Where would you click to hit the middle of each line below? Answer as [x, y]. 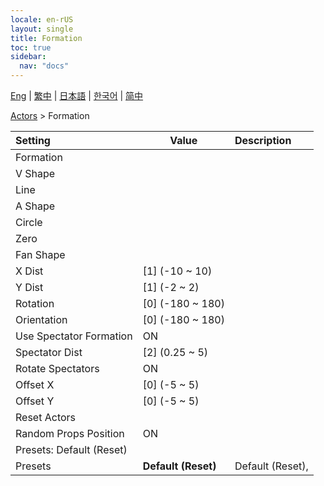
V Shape [35, 173]
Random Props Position [70, 433]
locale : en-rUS [42, 19]
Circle [29, 222]
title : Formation [46, 38]
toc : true [31, 47]
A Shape [35, 206]
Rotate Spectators [57, 368]
